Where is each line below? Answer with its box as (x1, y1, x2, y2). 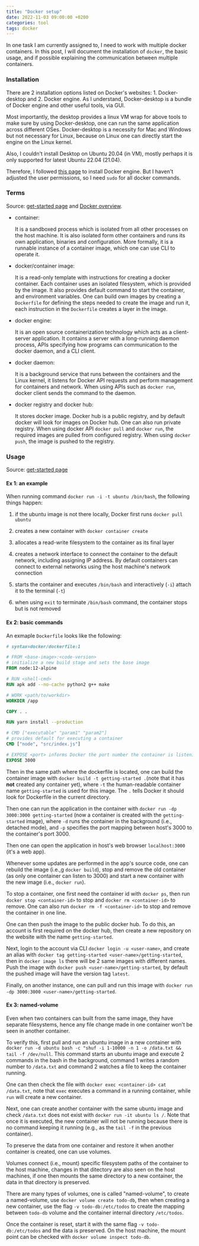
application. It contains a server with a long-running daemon (31, 334, 179, 342)
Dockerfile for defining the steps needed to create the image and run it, (14, 299, 191, 306)
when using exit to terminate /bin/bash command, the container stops (14, 599, 188, 606)
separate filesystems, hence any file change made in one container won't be (6, 1021, 193, 1028)
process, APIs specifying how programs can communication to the (14, 341, 178, 348)
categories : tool (6, 20, 49, 26)
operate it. (14, 250, 40, 258)
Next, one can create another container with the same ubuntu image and (6, 1104, 184, 1112)
